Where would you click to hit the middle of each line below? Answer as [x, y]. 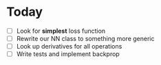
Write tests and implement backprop [68, 54]
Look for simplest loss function [61, 31]
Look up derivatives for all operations [69, 47]
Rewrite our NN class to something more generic [85, 39]
